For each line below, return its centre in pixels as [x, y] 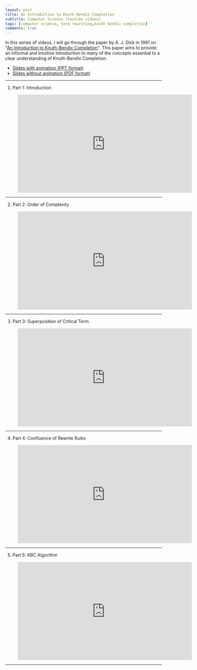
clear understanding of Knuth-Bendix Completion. [56, 58]
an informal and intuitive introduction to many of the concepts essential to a [83, 53]
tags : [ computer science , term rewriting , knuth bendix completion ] [77, 24]
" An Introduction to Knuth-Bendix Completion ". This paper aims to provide [81, 48]
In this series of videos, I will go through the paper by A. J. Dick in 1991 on [81, 42]
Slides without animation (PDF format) [51, 73]
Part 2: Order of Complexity [41, 204]
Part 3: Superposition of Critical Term [50, 322]
